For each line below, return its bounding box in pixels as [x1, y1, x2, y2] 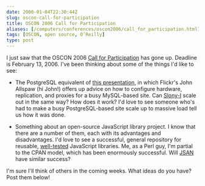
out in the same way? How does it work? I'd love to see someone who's [15, 98, 195, 106]
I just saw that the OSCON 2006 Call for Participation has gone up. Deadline [6, 54, 197, 61]
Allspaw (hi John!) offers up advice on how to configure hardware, [15, 85, 182, 92]
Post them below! [6, 174, 51, 181]
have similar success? [15, 156, 71, 162]
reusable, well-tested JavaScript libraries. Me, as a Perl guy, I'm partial [15, 143, 193, 149]
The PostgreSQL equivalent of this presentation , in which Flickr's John [15, 79, 193, 86]
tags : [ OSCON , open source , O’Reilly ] [6, 32, 105, 38]
